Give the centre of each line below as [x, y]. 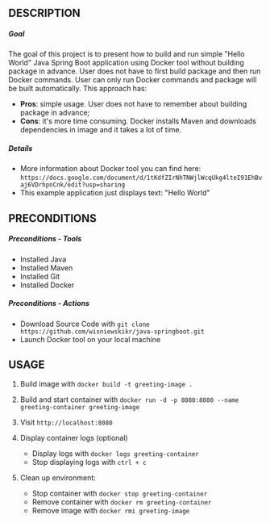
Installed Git [40, 276]
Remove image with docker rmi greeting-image [111, 511]
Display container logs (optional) [74, 438]
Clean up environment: [58, 478]
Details [21, 148]
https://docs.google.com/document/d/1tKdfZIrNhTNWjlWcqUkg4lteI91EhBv [141, 178]
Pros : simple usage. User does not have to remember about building [133, 104]
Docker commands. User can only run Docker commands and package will [133, 80]
